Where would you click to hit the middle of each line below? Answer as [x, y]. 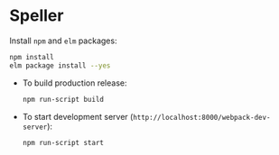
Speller [37, 16]
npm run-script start [63, 142]
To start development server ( [78, 116]
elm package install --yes [60, 65]
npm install [32, 57]
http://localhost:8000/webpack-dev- [201, 117]
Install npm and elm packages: [63, 41]
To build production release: [74, 83]
